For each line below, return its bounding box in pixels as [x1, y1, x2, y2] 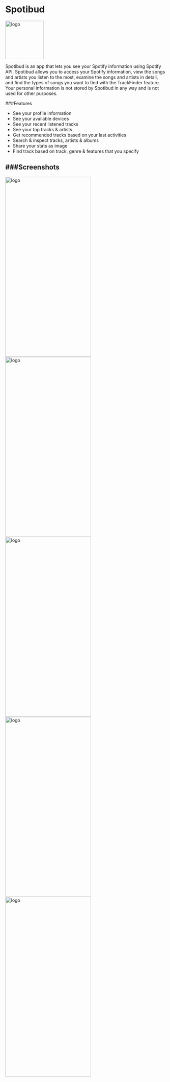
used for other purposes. [5, 90, 58, 97]
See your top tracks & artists [12, 126, 73, 132]
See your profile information [12, 110, 72, 116]
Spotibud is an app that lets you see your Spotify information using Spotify [5, 63, 161, 69]
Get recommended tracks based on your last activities [12, 132, 126, 138]
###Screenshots [5, 163, 60, 172]
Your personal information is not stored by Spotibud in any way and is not [5, 85, 159, 91]
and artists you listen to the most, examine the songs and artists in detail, [5, 74, 158, 80]
